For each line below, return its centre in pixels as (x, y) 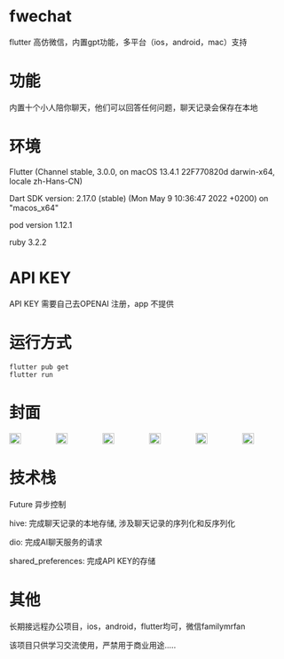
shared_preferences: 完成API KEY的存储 (83, 561)
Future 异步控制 (38, 504)
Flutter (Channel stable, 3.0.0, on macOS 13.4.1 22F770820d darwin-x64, (142, 171)
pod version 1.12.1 (41, 224)
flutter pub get (39, 367)
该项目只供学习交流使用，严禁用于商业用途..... (93, 645)
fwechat (41, 16)
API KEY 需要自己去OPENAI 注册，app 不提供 (92, 303)
